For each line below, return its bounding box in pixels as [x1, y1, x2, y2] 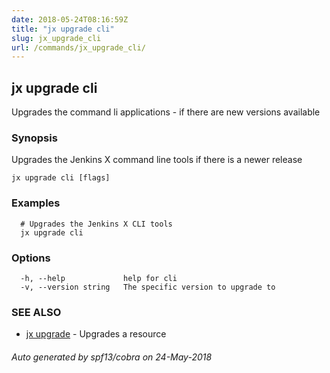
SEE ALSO [11, 305, 62, 319]
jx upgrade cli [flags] [11, 173, 111, 183]
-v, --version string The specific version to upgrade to [20, 282, 276, 292]
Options [11, 251, 51, 265]
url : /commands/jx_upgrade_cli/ [11, 42, 146, 53]
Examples [11, 196, 61, 210]
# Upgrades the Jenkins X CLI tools [20, 219, 173, 229]
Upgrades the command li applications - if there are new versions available [11, 106, 321, 118]
